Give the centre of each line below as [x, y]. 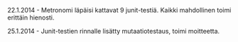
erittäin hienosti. [31, 17]
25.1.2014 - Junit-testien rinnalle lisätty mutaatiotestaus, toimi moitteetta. [114, 31]
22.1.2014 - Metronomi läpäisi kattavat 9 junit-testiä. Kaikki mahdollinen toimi [119, 10]
